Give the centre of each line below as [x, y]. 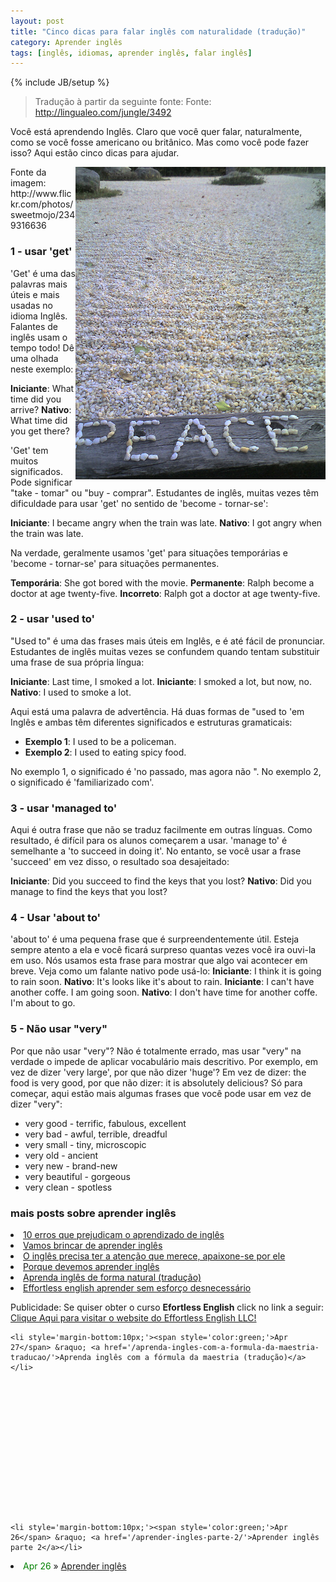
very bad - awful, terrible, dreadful [96, 1134]
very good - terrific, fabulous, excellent [105, 1123]
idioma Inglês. [39, 316]
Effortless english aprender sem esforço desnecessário [137, 1288]
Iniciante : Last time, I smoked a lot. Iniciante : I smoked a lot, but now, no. [161, 681]
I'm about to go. [43, 1003]
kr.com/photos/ [42, 204]
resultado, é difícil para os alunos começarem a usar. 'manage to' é [149, 841]
